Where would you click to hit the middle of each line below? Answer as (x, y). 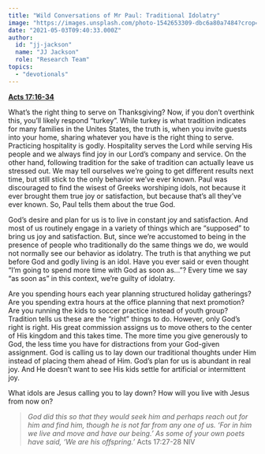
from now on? (31, 401)
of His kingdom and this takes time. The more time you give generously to (128, 336)
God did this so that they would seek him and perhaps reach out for (138, 416)
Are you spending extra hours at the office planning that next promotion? (126, 302)
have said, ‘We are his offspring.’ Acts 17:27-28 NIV (111, 441)
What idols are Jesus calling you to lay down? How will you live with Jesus (129, 392)
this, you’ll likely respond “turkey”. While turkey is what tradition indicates (127, 120)
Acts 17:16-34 (32, 96)
